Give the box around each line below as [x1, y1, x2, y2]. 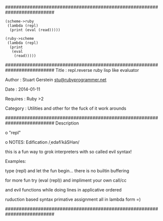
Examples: [5, 158, 26, 164]
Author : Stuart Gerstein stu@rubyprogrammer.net [5, 77, 107, 83]
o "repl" [5, 130, 21, 135]
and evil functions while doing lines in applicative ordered [5, 187, 122, 192]
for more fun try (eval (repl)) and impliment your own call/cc [5, 177, 127, 183]
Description [55, 120, 79, 126]
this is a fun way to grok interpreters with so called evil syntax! [5, 149, 132, 155]
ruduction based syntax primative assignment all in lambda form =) [5, 196, 141, 202]
